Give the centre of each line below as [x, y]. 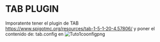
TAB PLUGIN [32, 9]
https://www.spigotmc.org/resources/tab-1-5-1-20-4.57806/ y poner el [80, 28]
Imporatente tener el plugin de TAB [42, 23]
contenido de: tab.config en [35, 34]
